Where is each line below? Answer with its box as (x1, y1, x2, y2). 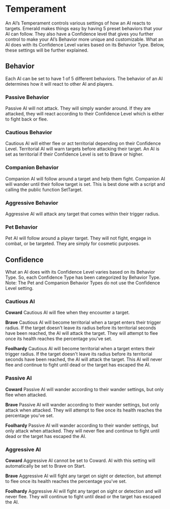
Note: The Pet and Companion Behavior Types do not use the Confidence (5, 280, 160, 286)
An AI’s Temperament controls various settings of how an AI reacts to (5, 20, 151, 26)
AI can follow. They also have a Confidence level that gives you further (5, 31, 154, 37)
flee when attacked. (5, 392, 47, 398)
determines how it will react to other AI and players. (5, 81, 114, 87)
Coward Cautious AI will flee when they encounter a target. (5, 309, 130, 316)
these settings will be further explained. (5, 47, 88, 53)
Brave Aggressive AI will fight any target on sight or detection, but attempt (5, 473, 162, 479)
